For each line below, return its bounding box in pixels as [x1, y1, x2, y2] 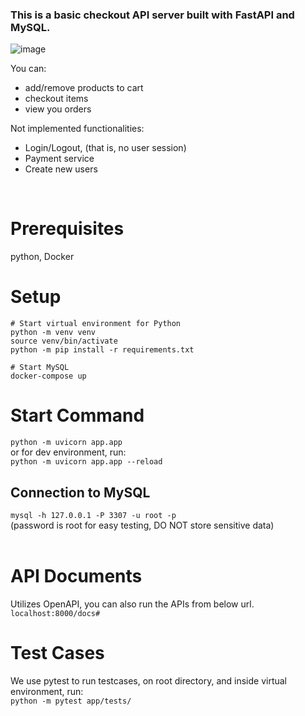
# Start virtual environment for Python [10, 319, 182, 329]
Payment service [24, 153, 95, 165]
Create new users [24, 163, 98, 175]
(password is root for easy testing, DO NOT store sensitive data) [10, 519, 275, 531]
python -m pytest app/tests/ [10, 696, 132, 706]
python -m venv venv [10, 328, 97, 338]
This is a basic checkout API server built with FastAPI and [10, 8, 295, 22]
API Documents [10, 565, 143, 588]
